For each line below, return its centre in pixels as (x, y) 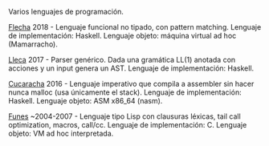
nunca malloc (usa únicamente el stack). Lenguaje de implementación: (125, 92)
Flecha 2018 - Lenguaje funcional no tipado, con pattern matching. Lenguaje (135, 27)
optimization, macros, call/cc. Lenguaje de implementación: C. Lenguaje (128, 125)
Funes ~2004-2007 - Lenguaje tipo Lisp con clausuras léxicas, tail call (124, 116)
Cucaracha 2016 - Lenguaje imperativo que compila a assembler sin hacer (131, 84)
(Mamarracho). (33, 44)
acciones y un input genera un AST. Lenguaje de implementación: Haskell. (131, 68)
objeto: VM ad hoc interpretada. (61, 133)
